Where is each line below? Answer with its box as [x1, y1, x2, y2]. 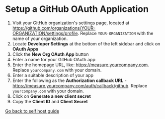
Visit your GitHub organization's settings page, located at [12, 20, 130, 26]
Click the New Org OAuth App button [12, 51, 89, 57]
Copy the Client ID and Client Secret [12, 98, 88, 104]
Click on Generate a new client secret [12, 93, 91, 99]
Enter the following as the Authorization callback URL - [12, 78, 127, 83]
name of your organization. [12, 36, 68, 41]
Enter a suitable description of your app [12, 72, 93, 78]
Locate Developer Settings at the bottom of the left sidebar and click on [12, 40, 161, 46]
